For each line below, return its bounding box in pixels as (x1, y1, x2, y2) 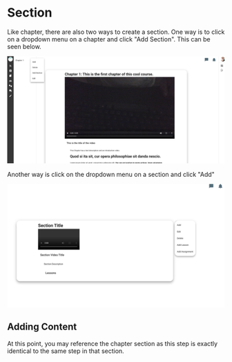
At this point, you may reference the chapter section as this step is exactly (7, 339, 218, 347)
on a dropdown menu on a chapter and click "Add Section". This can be (7, 35, 211, 43)
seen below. (7, 42, 41, 50)
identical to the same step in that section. (7, 347, 124, 355)
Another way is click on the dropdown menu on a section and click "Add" (7, 171, 215, 179)
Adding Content (7, 321, 77, 333)
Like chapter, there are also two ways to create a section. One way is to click (7, 28, 225, 36)
